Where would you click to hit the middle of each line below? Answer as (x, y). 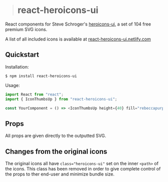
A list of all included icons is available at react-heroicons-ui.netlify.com (78, 39)
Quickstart (22, 55)
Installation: (17, 66)
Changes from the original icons (56, 151)
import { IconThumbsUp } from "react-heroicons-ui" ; (61, 99)
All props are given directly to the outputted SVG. (56, 136)
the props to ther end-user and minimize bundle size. (60, 174)
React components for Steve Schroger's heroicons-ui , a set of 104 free (78, 24)
